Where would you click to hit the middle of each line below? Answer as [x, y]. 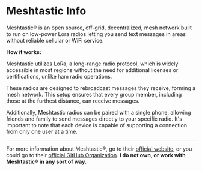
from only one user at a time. [42, 131]
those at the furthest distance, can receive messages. [73, 101]
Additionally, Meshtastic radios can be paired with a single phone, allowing [99, 112]
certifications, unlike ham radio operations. [59, 76]
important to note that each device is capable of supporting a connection [97, 125]
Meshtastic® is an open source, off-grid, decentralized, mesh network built [99, 28]
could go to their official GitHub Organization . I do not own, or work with [96, 155]
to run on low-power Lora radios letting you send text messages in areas [96, 34]
